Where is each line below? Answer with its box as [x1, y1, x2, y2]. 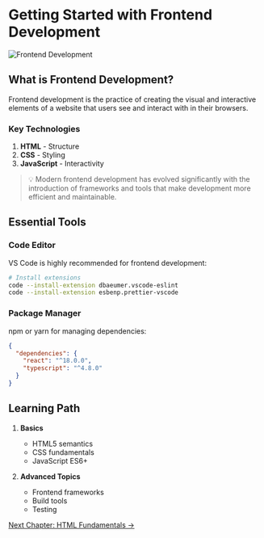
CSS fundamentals [31, 447, 94, 457]
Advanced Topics [19, 471, 81, 481]
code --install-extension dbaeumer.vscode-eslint [8, 281, 179, 289]
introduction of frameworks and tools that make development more [27, 183, 252, 193]
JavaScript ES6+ [31, 456, 89, 465]
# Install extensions [8, 273, 82, 282]
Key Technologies [8, 123, 81, 134]
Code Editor [8, 240, 57, 251]
